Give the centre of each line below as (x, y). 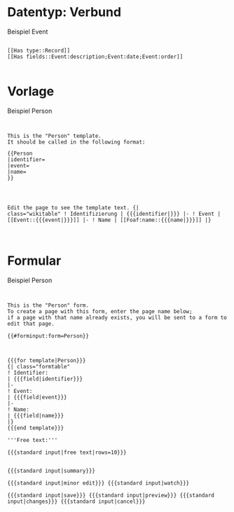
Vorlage (31, 91)
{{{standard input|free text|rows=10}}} (67, 452)
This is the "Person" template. (54, 136)
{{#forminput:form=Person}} (48, 336)
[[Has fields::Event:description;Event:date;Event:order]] (95, 57)
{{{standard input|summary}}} (51, 471)
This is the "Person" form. (48, 305)
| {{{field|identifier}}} (45, 379)
